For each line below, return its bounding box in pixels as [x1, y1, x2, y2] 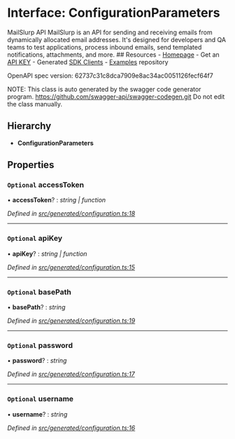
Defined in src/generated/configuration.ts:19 [7, 316, 136, 325]
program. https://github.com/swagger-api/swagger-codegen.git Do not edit [7, 92, 225, 101]
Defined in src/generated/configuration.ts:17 [7, 370, 135, 379]
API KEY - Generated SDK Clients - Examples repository [7, 57, 169, 66]
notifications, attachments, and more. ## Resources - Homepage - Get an [7, 50, 220, 59]
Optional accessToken [7, 180, 85, 190]
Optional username [7, 394, 74, 404]
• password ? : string [7, 356, 67, 365]
